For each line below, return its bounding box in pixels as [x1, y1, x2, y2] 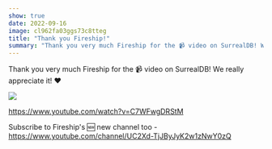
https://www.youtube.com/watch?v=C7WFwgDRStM [8, 106, 184, 117]
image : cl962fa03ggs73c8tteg [8, 27, 107, 35]
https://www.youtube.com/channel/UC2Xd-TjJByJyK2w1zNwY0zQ [8, 131, 232, 141]
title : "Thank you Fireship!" [8, 34, 111, 43]
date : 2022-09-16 [8, 19, 67, 27]
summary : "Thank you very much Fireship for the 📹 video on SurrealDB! [8, 42, 257, 50]
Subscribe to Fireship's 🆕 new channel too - [8, 122, 158, 132]
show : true [8, 11, 45, 20]
